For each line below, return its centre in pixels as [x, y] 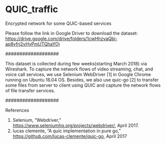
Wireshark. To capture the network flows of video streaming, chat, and [79, 69]
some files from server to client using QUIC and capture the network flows [83, 85]
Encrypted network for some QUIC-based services [58, 23]
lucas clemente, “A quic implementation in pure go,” [67, 131]
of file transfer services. [30, 90]
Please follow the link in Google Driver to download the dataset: [72, 33]
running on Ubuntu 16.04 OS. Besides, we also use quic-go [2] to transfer [82, 80]
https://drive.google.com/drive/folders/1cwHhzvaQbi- [61, 39]
